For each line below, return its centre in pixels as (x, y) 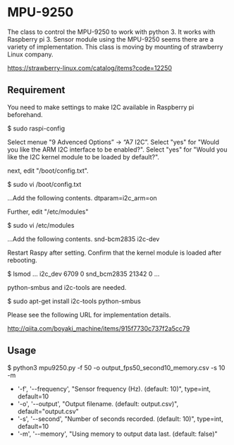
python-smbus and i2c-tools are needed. (67, 287)
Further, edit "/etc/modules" (48, 212)
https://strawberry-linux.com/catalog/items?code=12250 (90, 68)
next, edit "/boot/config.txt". (48, 171)
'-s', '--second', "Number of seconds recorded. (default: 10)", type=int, (120, 419)
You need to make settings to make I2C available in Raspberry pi (101, 107)
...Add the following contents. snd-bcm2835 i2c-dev (84, 239)
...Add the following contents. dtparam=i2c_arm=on (82, 197)
